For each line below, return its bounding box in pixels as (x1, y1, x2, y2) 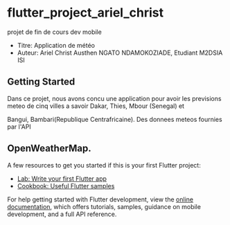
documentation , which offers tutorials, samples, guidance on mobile (7, 202, 201, 210)
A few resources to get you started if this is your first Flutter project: (7, 161, 201, 169)
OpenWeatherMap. (7, 143, 91, 154)
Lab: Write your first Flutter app (17, 174, 107, 183)
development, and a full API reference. (7, 210, 117, 218)
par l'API (7, 123, 31, 131)
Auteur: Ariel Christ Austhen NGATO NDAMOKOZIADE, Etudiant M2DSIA (17, 48, 223, 57)
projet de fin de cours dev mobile (7, 28, 102, 36)
